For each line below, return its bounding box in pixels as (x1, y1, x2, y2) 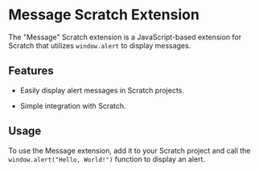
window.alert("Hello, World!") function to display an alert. (8, 154, 205, 164)
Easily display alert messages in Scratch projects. (19, 85, 185, 95)
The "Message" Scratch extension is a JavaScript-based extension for (8, 32, 242, 42)
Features (8, 64, 54, 78)
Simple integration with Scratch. (19, 100, 126, 110)
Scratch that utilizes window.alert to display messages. (8, 40, 191, 50)
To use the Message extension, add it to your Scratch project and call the (8, 145, 251, 155)
